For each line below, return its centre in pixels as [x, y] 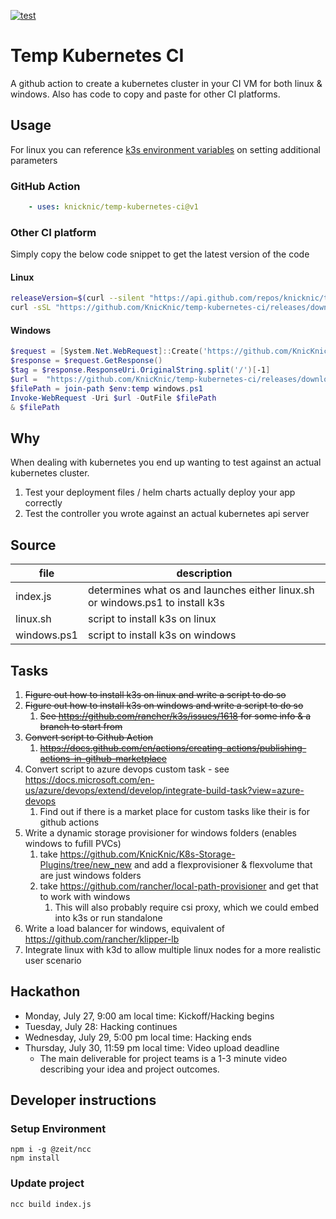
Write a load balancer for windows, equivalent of [125, 928]
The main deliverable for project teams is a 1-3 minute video [163, 1058]
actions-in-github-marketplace [103, 758]
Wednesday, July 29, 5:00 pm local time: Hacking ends [138, 1037]
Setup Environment [58, 1129]
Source [33, 545]
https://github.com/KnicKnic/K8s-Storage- [147, 854]
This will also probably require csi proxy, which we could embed [187, 907]
